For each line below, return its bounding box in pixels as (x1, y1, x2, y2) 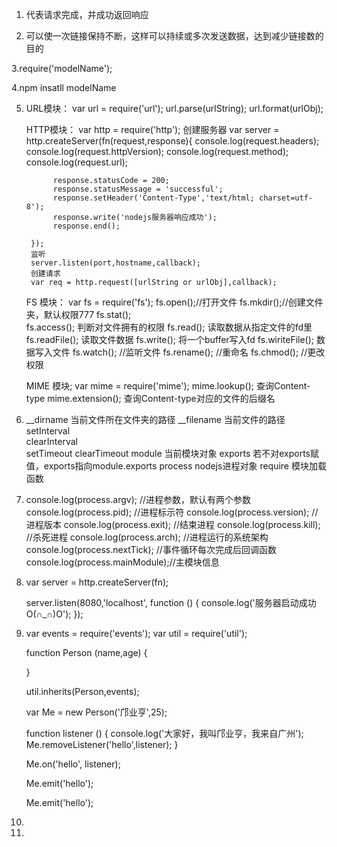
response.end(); (52, 221, 121, 231)
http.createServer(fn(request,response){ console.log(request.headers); (25, 135, 320, 147)
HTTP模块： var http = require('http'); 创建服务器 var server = (25, 124, 280, 135)
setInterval (25, 425, 71, 437)
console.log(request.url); (25, 156, 129, 168)
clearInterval (25, 436, 79, 447)
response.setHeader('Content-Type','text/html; (52, 193, 255, 203)
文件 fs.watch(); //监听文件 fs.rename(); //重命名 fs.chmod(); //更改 (52, 346, 326, 358)
